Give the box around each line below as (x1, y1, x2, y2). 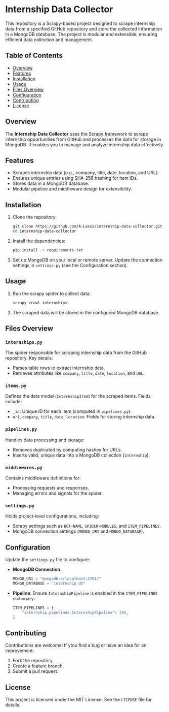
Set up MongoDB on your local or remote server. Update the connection (12, 256, 163, 263)
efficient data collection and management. (5, 37, 94, 43)
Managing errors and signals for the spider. (12, 490, 103, 496)
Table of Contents (5, 51, 63, 60)
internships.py (5, 339, 43, 345)
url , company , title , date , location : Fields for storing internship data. (12, 414, 156, 420)
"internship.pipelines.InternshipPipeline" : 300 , (22, 610, 129, 615)
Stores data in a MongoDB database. (12, 180, 90, 186)
